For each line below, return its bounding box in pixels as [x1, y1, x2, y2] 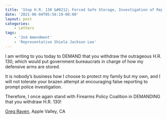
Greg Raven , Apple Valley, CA [5, 108, 66, 114]
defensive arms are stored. [5, 63, 61, 69]
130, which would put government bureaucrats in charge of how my [5, 58, 144, 64]
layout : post [5, 16, 32, 21]
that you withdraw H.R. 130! [5, 99, 62, 105]
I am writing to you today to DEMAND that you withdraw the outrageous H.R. [5, 53, 162, 59]
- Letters [14, 26, 35, 31]
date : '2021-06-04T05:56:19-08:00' [5, 12, 79, 17]
